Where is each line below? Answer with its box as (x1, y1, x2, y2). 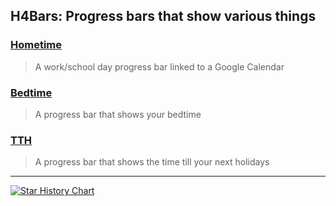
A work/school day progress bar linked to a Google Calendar (34, 60, 285, 73)
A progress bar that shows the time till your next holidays (34, 156, 270, 168)
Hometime (10, 38, 63, 52)
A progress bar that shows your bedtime (34, 108, 202, 120)
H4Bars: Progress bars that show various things (10, 8, 317, 25)
